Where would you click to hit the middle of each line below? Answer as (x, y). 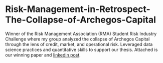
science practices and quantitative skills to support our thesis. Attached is (81, 49)
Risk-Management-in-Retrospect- (78, 9)
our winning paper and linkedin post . (43, 55)
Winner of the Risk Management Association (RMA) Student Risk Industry (81, 33)
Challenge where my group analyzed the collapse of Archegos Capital (77, 39)
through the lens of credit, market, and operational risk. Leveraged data (79, 44)
